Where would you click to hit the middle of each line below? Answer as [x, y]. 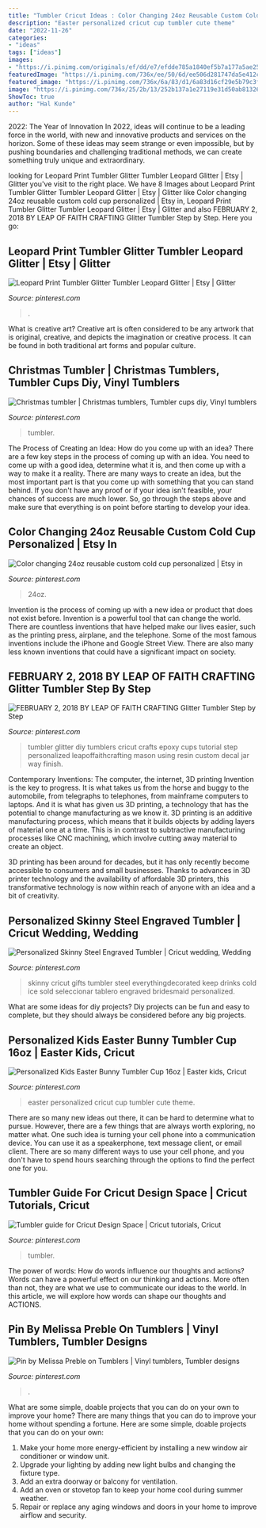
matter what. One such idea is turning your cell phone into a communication [132, 1134]
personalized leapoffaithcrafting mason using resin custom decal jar [138, 756]
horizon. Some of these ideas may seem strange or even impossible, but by [131, 144]
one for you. [28, 1168]
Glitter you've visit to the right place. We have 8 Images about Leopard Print [132, 184]
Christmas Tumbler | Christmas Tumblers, [114, 371]
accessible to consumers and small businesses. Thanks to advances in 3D [129, 871]
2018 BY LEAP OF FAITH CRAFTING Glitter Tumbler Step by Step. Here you [130, 218]
